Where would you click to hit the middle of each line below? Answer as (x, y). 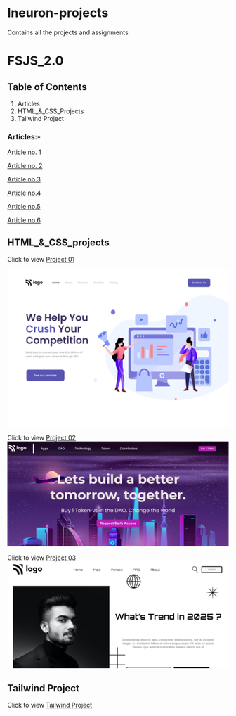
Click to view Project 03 (41, 558)
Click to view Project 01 (41, 260)
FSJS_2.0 (35, 61)
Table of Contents (47, 87)
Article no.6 (24, 220)
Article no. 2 (25, 166)
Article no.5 (24, 207)
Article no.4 (24, 193)
